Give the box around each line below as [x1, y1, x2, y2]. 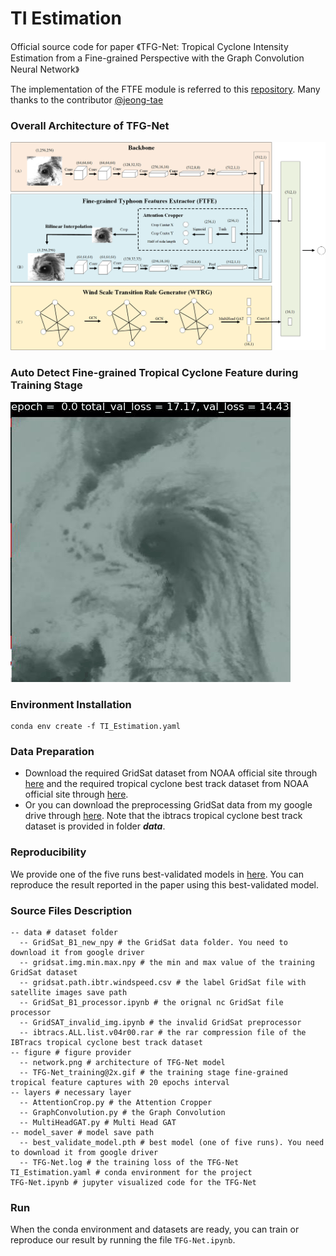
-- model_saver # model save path [10, 1127, 155, 1137]
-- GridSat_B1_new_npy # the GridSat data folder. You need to [19, 937, 288, 947]
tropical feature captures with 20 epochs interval [10, 1077, 230, 1087]
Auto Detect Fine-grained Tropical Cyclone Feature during [10, 366, 299, 380]
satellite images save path [10, 987, 128, 997]
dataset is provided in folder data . [24, 820, 166, 832]
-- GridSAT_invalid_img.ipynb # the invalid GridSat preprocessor [19, 1017, 302, 1027]
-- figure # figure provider [10, 1047, 132, 1057]
